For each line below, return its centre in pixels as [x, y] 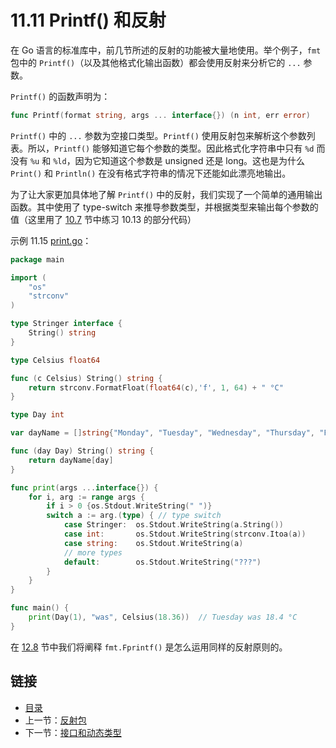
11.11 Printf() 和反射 [88, 20]
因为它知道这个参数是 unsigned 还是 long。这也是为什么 [190, 160]
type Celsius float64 [55, 360]
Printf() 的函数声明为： [60, 96]
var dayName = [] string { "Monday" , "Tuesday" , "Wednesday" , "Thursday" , [162, 433]
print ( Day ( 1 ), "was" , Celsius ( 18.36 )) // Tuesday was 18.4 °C [163, 617]
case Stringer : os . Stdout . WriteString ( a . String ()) [173, 525]
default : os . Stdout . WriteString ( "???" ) [162, 562]
